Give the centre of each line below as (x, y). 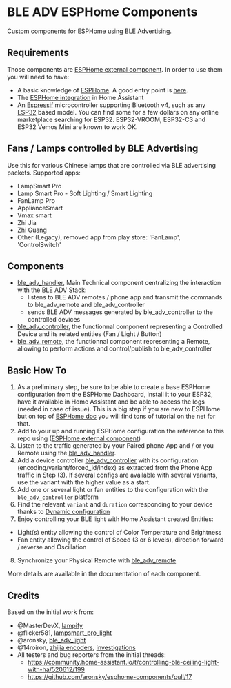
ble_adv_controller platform (58, 497)
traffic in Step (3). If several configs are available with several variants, (117, 475)
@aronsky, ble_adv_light (51, 640)
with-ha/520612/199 (56, 669)
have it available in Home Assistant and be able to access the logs (111, 402)
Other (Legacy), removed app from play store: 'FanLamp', (99, 237)
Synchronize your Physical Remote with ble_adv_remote (97, 560)
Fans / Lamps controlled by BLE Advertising (103, 149)
